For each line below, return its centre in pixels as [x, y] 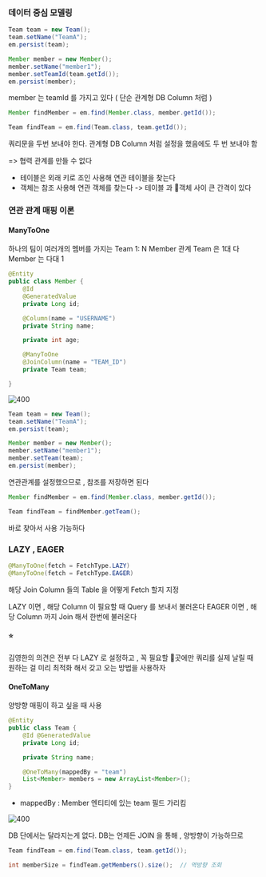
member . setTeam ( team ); [46, 458]
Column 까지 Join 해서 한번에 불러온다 [77, 616]
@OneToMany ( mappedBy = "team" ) [75, 772]
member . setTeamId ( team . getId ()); [64, 74]
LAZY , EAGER [36, 549]
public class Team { [43, 728]
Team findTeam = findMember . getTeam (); [75, 511]
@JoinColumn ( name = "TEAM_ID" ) [75, 362]
